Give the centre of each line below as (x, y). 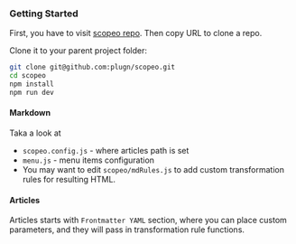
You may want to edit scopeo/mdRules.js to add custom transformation (153, 169)
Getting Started (44, 14)
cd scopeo (28, 76)
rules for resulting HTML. (69, 179)
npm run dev (32, 92)
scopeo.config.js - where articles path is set (106, 150)
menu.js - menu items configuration (88, 160)
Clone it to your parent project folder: (78, 51)
